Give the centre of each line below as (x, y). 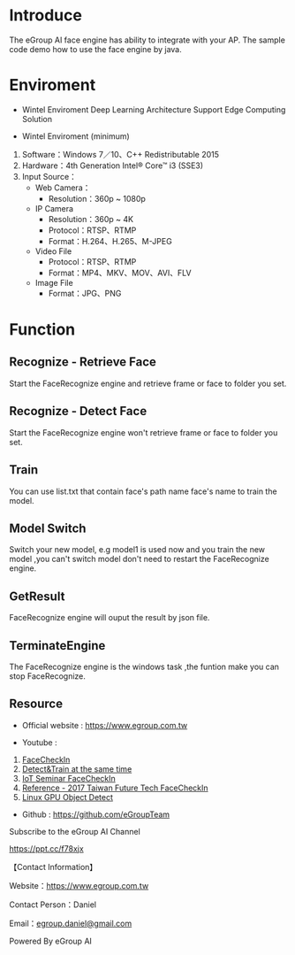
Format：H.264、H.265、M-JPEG (110, 241)
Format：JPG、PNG (85, 293)
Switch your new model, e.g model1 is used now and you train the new (137, 550)
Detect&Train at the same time (77, 769)
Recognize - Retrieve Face (83, 362)
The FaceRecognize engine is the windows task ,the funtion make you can (144, 666)
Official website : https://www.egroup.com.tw (105, 725)
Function (42, 330)
